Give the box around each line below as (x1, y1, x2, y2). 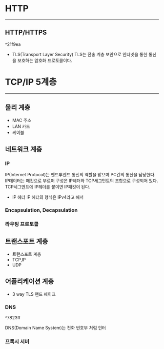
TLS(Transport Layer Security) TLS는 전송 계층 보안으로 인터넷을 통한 (12, 51, 148, 57)
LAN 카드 (12, 123, 30, 129)
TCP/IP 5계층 (5, 76, 57, 87)
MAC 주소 (12, 117, 32, 123)
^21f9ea (5, 41, 21, 47)
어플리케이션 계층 (5, 277, 54, 286)
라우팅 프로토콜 (5, 221, 39, 227)
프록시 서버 (5, 338, 30, 345)
